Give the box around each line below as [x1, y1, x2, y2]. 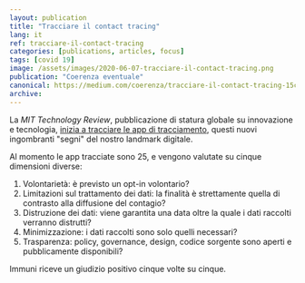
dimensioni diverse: [9, 161, 84, 171]
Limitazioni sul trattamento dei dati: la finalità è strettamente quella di [22, 188, 280, 199]
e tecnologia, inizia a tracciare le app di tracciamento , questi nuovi [9, 123, 257, 134]
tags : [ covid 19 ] [9, 55, 75, 64]
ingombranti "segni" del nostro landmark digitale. [9, 133, 193, 144]
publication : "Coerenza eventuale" [9, 73, 144, 82]
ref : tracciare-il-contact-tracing [9, 38, 144, 48]
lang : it [9, 30, 43, 39]
